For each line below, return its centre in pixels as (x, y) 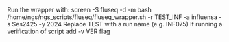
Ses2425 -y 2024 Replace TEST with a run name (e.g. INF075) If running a (117, 24)
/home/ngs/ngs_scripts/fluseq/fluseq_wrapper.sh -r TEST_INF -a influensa (112, 17)
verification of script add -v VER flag (59, 31)
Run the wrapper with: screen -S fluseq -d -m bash (80, 10)
